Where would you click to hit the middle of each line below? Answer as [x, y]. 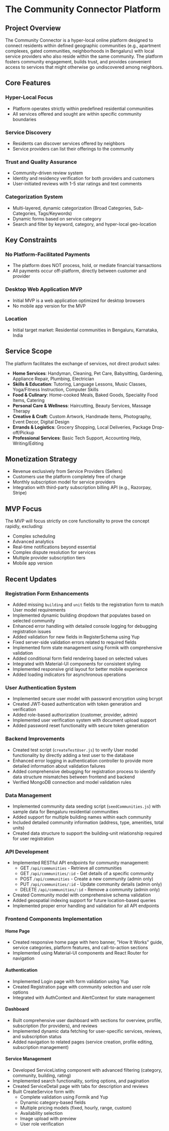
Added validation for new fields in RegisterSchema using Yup [76, 636]
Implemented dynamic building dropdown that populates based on [81, 615]
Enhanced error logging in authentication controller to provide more [82, 761]
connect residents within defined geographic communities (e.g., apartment [83, 46]
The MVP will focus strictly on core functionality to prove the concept [77, 521]
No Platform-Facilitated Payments [48, 254]
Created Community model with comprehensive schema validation [82, 895]
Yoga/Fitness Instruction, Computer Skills [55, 389]
